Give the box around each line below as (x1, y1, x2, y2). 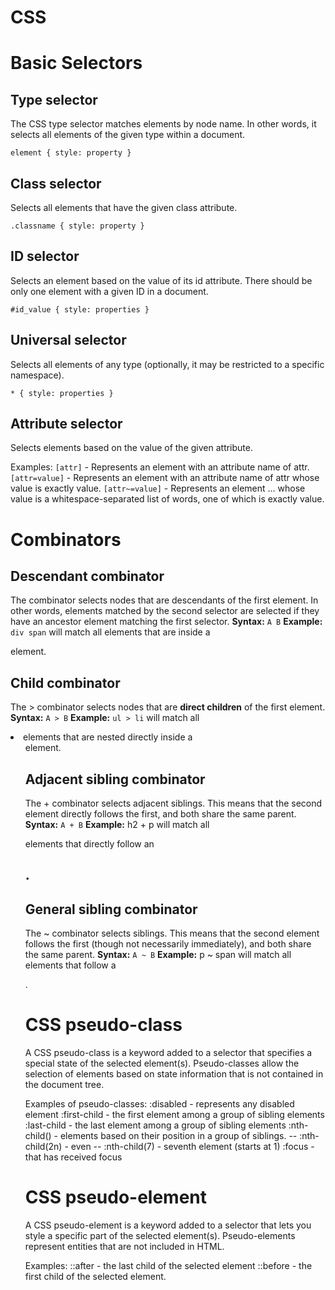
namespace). (10, 369, 65, 381)
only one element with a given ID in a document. (10, 285, 209, 297)
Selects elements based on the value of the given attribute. (10, 442, 253, 454)
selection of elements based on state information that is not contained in (24, 1068, 324, 1080)
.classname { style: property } (10, 221, 145, 231)
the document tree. (24, 1079, 105, 1091)
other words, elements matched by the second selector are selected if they (10, 605, 320, 617)
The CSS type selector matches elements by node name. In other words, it (10, 118, 317, 130)
